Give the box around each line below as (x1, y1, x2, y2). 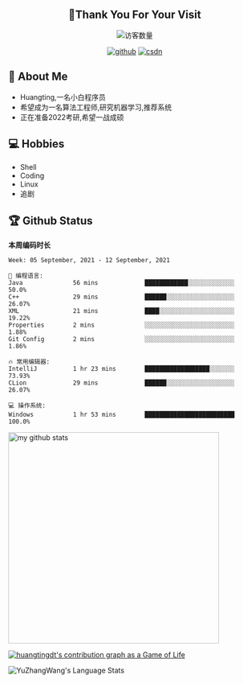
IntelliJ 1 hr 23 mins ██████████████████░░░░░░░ (8, 365, 235, 373)
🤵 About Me (8, 70, 68, 84)
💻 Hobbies (8, 138, 65, 151)
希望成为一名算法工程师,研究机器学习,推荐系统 (19, 102, 172, 112)
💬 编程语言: (8, 272, 44, 280)
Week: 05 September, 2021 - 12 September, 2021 (8, 257, 171, 265)
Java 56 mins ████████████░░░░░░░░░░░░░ (8, 279, 235, 287)
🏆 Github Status (8, 214, 93, 228)
